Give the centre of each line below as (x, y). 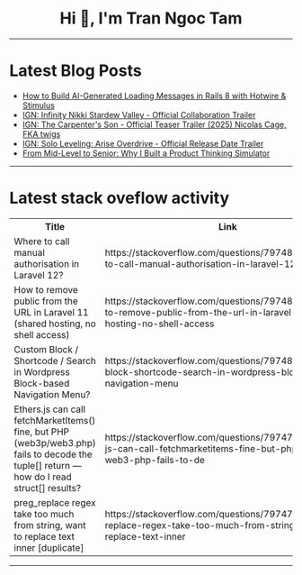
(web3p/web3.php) (55, 443)
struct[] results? (48, 488)
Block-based (42, 383)
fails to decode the (53, 454)
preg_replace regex (55, 502)
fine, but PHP (42, 432)
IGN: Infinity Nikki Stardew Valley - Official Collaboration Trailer (139, 114)
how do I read (43, 477)
